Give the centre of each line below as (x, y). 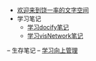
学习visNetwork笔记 (55, 36)
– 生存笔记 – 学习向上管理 (43, 50)
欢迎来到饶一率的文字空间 (53, 10)
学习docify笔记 (48, 27)
